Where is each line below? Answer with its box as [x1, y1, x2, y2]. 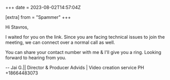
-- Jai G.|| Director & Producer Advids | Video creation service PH [5, 65, 144, 70]
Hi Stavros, [5, 24, 29, 30]
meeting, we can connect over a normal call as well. [5, 39, 116, 45]
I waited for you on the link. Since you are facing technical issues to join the [5, 34, 165, 40]
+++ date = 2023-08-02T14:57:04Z [5, 5, 81, 10]
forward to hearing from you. [5, 55, 67, 61]
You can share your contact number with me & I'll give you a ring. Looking [5, 49, 162, 55]
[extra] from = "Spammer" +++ [5, 14, 71, 20]
